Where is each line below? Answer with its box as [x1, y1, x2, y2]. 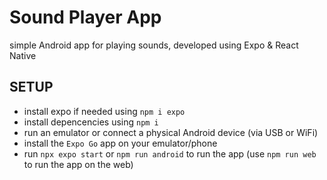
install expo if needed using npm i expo [23, 105, 186, 117]
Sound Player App [9, 6, 162, 29]
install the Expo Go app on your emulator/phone [23, 137, 218, 149]
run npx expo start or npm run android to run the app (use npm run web [23, 147, 317, 160]
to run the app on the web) [23, 158, 134, 170]
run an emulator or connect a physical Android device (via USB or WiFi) [23, 126, 319, 138]
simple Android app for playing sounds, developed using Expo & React [9, 39, 299, 51]
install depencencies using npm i [23, 116, 159, 128]
